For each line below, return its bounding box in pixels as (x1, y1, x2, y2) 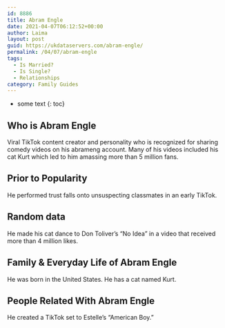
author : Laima (7, 29, 48, 37)
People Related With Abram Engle (7, 295, 155, 307)
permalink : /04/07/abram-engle (7, 49, 97, 56)
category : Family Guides (7, 81, 79, 88)
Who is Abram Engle (7, 119, 97, 131)
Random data (7, 211, 66, 223)
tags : (7, 55, 23, 62)
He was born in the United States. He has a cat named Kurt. (7, 275, 177, 283)
